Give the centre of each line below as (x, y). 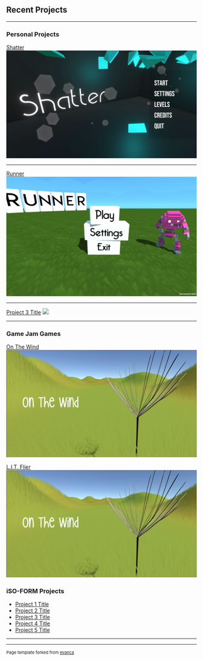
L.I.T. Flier (19, 467)
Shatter (15, 47)
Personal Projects (33, 34)
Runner (15, 173)
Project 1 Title (32, 604)
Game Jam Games (34, 334)
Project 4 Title (32, 623)
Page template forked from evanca (40, 653)
